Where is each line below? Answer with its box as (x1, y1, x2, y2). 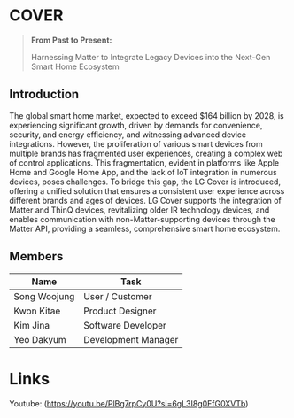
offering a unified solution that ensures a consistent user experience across (9, 185, 285, 196)
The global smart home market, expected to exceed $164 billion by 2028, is (9, 110, 285, 120)
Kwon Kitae (13, 305, 61, 317)
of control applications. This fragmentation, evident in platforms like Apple (9, 157, 280, 168)
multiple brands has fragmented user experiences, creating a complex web (9, 148, 283, 159)
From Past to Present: (30, 35, 112, 45)
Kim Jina (13, 319, 50, 331)
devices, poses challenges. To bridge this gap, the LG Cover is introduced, (9, 176, 282, 187)
